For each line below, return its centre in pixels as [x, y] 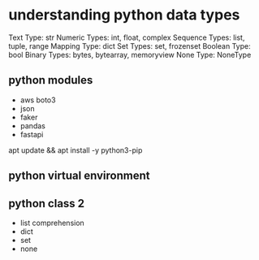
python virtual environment [79, 176]
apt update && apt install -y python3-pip [76, 150]
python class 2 [47, 204]
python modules [51, 80]
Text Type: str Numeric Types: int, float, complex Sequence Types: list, [127, 37]
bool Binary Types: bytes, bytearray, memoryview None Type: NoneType [130, 54]
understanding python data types [124, 15]
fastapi [32, 134]
